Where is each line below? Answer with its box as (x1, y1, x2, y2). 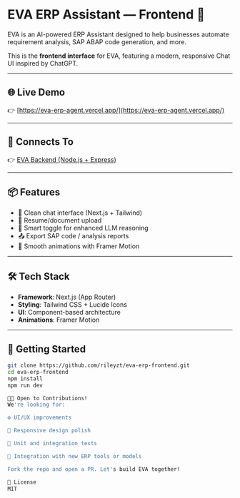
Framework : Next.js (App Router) (17, 293, 116, 302)
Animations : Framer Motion (17, 315, 100, 324)
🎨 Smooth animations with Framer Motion (17, 242, 140, 250)
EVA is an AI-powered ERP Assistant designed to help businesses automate (7, 30, 230, 39)
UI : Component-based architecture (17, 308, 121, 317)
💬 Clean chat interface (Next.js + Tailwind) (17, 208, 143, 217)
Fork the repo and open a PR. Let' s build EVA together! (7, 465, 181, 473)
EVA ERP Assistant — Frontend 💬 (7, 6, 206, 23)
